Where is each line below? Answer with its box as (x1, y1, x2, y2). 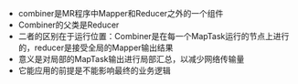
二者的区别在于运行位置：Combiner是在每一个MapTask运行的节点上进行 (17, 31, 290, 41)
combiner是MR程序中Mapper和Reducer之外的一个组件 (17, 8, 224, 18)
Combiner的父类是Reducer (17, 19, 120, 30)
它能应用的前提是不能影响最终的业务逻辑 (17, 65, 171, 76)
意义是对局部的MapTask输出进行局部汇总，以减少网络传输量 (17, 54, 245, 64)
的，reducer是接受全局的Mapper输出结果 (17, 42, 174, 53)
